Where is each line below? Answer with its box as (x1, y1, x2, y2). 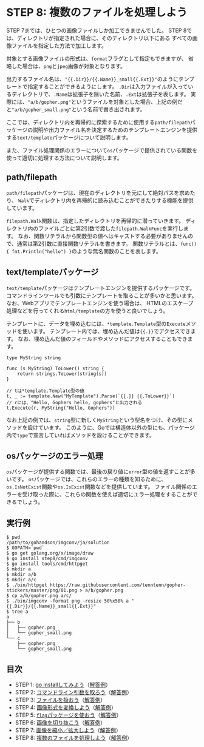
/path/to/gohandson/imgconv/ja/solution (6, 539, 110, 546)
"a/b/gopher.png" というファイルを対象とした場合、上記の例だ (27, 98, 183, 105)
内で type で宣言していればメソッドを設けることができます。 (6, 431, 155, 439)
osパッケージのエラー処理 (6, 450, 104, 461)
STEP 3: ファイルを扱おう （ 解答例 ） (15, 696, 106, 703)
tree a (12, 609, 29, 615)
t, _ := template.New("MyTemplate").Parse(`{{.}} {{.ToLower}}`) (6, 393, 175, 399)
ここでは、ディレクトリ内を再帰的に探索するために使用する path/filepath (6, 118, 191, 126)
